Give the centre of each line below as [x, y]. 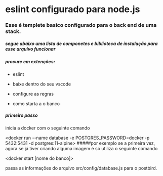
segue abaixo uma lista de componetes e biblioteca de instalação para [81, 43]
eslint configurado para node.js [73, 9]
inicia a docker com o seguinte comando [48, 128]
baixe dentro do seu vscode [42, 84]
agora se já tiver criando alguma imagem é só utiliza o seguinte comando [81, 149]
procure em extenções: [30, 62]
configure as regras [33, 94]
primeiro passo [22, 115]
